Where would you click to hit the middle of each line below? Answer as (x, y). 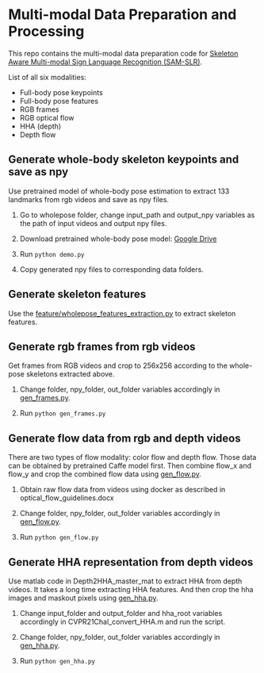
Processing (46, 31)
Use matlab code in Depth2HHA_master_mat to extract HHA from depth (125, 581)
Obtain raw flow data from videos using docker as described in (122, 490)
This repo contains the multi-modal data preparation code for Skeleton (123, 53)
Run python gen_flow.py (59, 537)
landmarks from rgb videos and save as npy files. (88, 199)
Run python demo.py (52, 254)
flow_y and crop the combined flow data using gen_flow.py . (105, 474)
